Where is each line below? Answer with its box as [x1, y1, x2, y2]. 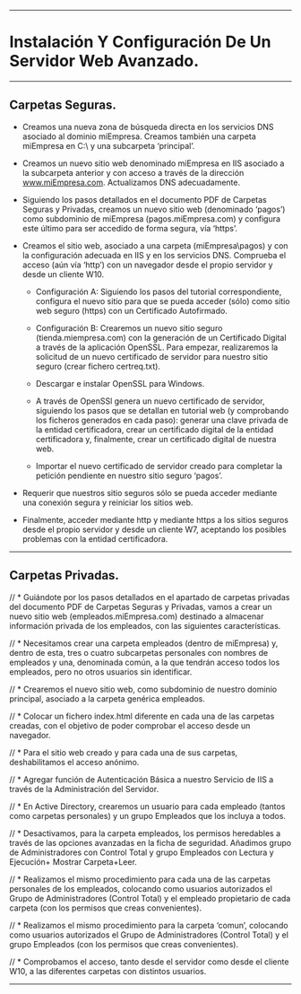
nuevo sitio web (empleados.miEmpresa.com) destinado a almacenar [9, 611, 264, 622]
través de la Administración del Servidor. [9, 783, 159, 794]
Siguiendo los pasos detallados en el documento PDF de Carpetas [21, 194, 267, 205]
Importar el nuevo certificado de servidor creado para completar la [35, 460, 283, 471]
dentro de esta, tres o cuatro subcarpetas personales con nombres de [9, 647, 269, 658]
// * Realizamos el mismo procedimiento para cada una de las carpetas [9, 874, 271, 885]
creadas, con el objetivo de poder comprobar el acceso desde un [9, 719, 251, 731]
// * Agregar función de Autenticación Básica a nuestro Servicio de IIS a [9, 773, 274, 785]
